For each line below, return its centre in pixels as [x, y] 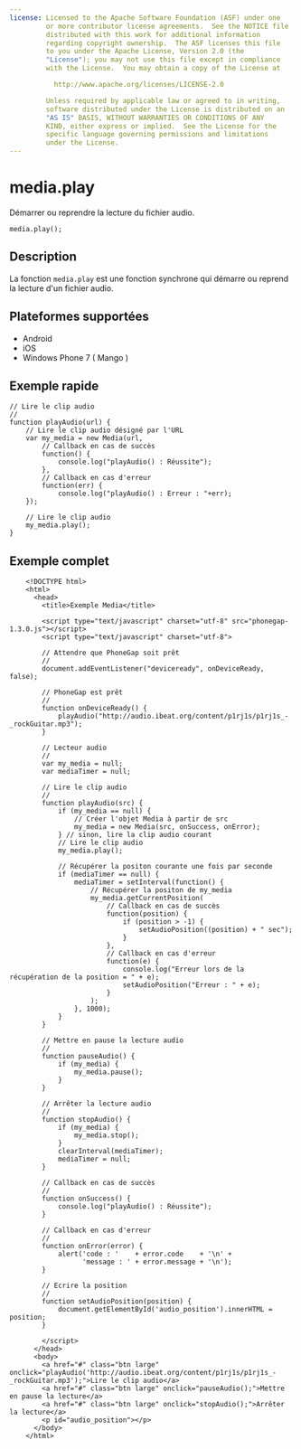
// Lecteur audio [74, 748]
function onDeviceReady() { [94, 709]
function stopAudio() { [86, 1120]
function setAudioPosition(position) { [117, 1302]
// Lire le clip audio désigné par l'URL [104, 430]
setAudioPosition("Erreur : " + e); [191, 985]
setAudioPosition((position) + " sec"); [216, 930]
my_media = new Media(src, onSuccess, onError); [167, 827]
